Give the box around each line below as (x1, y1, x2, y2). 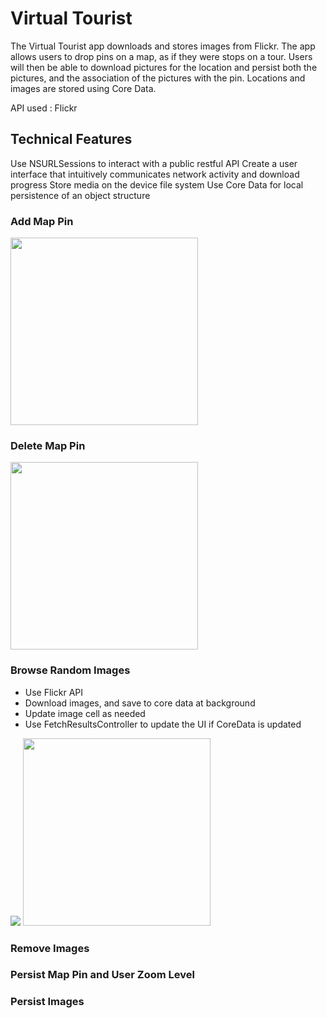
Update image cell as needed (24, 707, 146, 719)
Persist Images (10, 995, 85, 1009)
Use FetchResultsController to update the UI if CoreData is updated (24, 718, 302, 730)
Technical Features (10, 131, 133, 148)
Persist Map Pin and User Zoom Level (10, 968, 195, 982)
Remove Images (10, 941, 90, 955)
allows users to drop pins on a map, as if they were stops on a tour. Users (10, 50, 313, 62)
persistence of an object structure (10, 189, 151, 201)
